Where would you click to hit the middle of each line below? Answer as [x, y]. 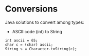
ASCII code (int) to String [37, 31]
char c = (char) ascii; [29, 44]
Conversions [31, 9]
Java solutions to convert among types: [44, 22]
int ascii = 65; [21, 40]
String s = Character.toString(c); [41, 49]
